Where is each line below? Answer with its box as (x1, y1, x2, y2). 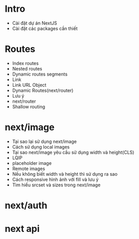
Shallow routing (12, 103, 45, 110)
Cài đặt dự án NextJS (12, 20, 57, 26)
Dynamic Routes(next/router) (12, 87, 74, 93)
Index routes (12, 60, 39, 66)
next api (5, 223, 40, 235)
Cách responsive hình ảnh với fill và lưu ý (12, 176, 99, 182)
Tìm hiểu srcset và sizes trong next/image (12, 182, 101, 188)
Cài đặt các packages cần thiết (12, 25, 78, 31)
